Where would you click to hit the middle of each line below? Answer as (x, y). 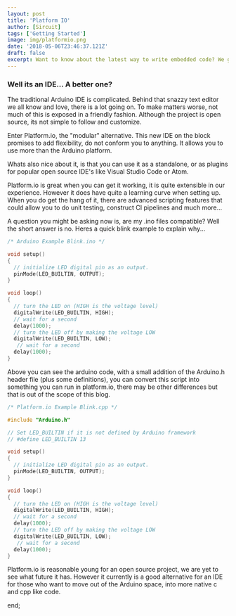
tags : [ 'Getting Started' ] (47, 33)
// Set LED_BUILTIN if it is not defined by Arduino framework (102, 432)
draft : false (26, 53)
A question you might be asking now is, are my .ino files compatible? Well (113, 222)
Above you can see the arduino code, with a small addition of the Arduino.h (116, 372)
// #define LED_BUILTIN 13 (47, 439)
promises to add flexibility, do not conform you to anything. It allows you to (115, 143)
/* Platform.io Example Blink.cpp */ (63, 407)
